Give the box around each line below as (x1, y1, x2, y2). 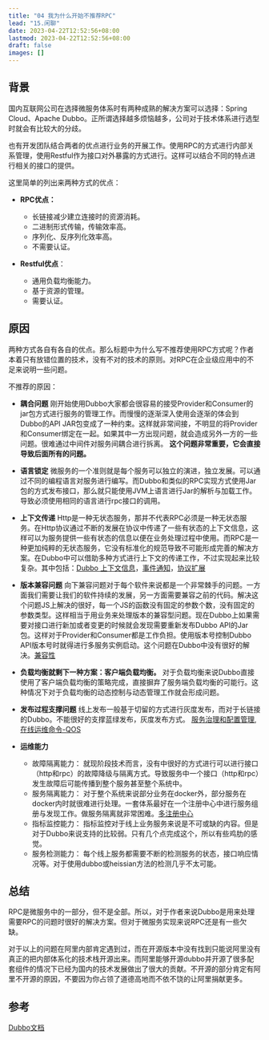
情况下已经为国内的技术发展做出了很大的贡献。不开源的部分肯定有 (35, 964, 254, 974)
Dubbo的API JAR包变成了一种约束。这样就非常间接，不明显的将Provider (19, 419, 258, 428)
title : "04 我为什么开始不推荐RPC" (8, 11, 116, 20)
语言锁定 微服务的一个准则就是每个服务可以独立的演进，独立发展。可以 (19, 466, 254, 475)
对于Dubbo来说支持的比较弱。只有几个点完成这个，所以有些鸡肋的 (31, 828, 251, 838)
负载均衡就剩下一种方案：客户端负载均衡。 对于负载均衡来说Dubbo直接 (19, 667, 255, 677)
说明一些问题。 (22, 364, 72, 374)
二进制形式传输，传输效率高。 (31, 221, 130, 231)
